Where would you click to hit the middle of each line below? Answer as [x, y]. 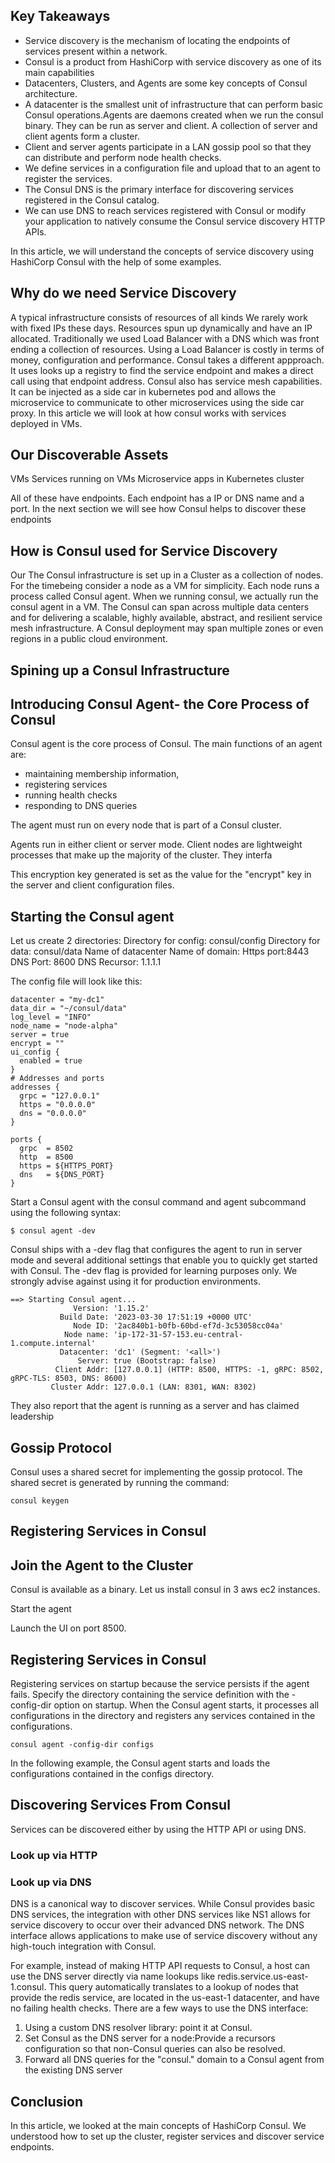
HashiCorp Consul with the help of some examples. [116, 261]
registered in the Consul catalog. [92, 200]
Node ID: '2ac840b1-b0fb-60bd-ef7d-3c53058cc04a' [178, 1326]
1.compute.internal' [53, 1344]
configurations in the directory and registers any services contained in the [163, 1716]
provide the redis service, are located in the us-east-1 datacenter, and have [165, 1998]
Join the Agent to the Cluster [102, 1565]
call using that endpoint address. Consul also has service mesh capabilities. [166, 381]
